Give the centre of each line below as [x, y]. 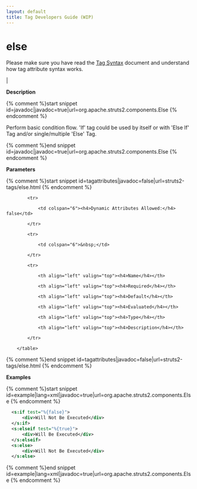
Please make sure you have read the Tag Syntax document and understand [98, 63]
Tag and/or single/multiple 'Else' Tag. [51, 134]
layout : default [26, 12]
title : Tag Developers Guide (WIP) [50, 17]
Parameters [21, 170]
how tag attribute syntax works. [45, 69]
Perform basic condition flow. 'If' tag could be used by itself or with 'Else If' [98, 127]
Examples [19, 378]
